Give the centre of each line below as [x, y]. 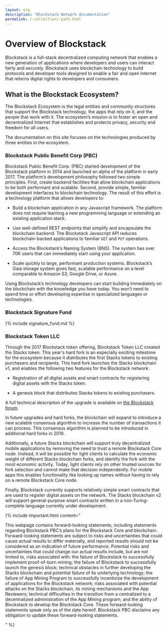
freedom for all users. [27, 128]
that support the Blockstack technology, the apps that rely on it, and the [79, 112]
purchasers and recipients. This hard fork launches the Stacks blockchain [81, 363]
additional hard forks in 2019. [35, 433]
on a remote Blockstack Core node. [42, 480]
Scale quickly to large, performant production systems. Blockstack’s [82, 263]
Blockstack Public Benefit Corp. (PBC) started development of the [73, 166]
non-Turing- [136, 501]
